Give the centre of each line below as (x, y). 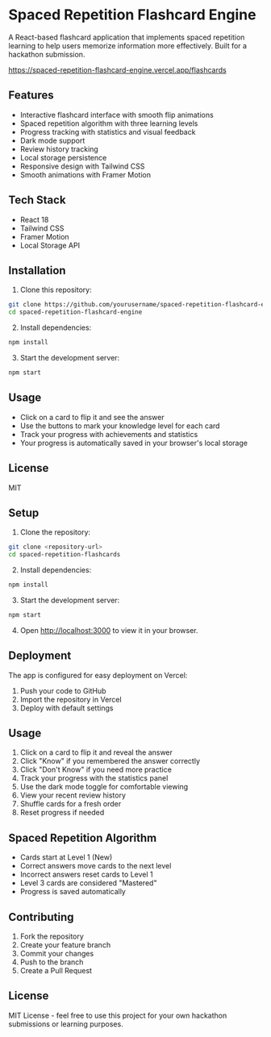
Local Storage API (50, 245)
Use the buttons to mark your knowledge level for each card (120, 426)
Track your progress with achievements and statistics (109, 434)
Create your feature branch (65, 945)
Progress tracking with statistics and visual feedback (108, 131)
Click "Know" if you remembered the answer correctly (110, 761)
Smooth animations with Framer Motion (85, 174)
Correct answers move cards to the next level (96, 866)
